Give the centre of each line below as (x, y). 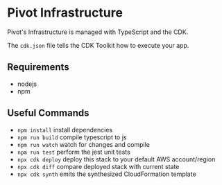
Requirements (38, 67)
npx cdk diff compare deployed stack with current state (98, 166)
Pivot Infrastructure (65, 13)
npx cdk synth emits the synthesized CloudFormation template (106, 174)
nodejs (27, 84)
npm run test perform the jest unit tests (74, 152)
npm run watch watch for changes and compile (84, 144)
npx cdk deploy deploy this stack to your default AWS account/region (116, 159)
